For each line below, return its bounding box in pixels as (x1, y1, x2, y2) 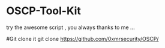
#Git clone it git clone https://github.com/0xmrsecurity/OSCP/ (6, 35, 159, 42)
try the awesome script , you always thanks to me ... (6, 24, 135, 31)
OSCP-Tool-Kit (6, 4, 81, 18)
